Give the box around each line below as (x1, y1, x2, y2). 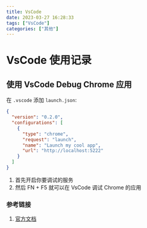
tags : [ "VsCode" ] (6, 20, 50, 26)
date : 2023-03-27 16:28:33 (6, 14, 74, 21)
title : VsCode (6, 8, 42, 15)
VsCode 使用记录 (6, 54, 92, 67)
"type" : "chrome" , (22, 131, 69, 137)
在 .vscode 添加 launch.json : (6, 97, 77, 104)
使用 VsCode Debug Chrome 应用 (6, 79, 132, 89)
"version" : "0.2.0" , (11, 114, 63, 121)
